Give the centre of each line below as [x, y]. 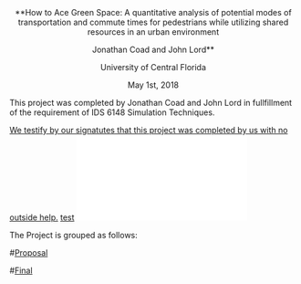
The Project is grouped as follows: [74, 235]
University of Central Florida [153, 67]
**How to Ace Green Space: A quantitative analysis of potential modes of [153, 12]
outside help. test [42, 217]
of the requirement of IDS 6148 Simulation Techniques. [112, 112]
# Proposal [29, 252]
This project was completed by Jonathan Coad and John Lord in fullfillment [151, 103]
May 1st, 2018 [153, 85]
